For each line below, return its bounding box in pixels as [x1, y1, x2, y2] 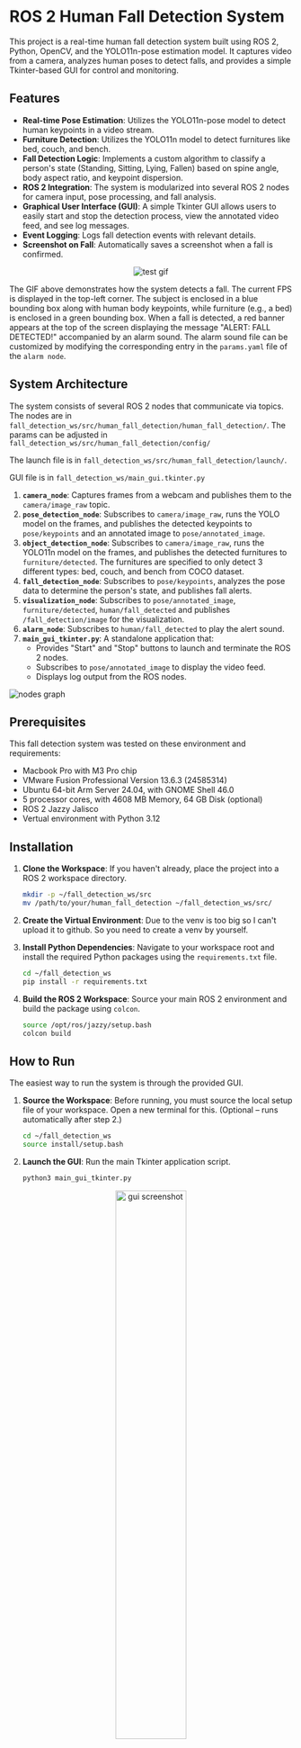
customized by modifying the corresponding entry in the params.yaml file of [9, 340, 288, 352]
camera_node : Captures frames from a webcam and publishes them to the [22, 489, 292, 500]
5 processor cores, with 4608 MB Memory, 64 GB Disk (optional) [22, 794, 263, 805]
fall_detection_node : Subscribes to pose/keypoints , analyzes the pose [22, 575, 286, 586]
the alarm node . [9, 350, 66, 361]
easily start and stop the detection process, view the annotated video [22, 210, 279, 221]
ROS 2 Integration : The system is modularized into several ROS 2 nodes [22, 182, 290, 193]
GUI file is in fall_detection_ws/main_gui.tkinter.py [9, 472, 205, 482]
